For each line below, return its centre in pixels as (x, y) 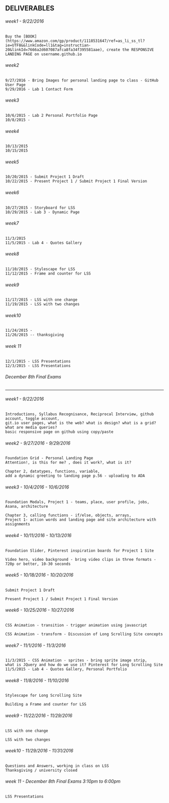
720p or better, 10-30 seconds (38, 564)
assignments (18, 524)
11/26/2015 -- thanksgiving (35, 335)
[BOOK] (30, 36)
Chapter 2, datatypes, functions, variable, (53, 472)
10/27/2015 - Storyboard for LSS (40, 208)
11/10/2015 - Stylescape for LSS (40, 269)
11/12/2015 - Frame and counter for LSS (48, 274)
